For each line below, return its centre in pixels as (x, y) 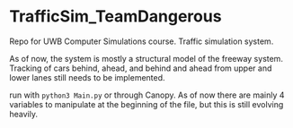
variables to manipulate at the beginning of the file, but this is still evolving (146, 104)
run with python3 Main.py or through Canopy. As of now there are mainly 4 (147, 95)
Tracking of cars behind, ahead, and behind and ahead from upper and (141, 68)
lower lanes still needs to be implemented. (87, 77)
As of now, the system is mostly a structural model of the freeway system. (146, 58)
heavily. (24, 114)
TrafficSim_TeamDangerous (115, 17)
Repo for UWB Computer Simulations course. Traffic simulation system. (142, 41)
